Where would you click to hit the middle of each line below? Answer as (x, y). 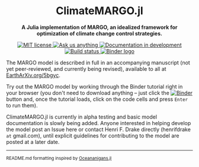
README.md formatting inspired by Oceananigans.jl (59, 158)
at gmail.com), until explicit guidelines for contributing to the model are (93, 135)
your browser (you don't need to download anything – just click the (88, 93)
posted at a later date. (33, 142)
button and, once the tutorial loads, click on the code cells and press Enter (97, 99)
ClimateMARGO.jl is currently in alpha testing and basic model (82, 117)
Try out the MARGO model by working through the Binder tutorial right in (94, 86)
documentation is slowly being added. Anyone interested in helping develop (99, 123)
